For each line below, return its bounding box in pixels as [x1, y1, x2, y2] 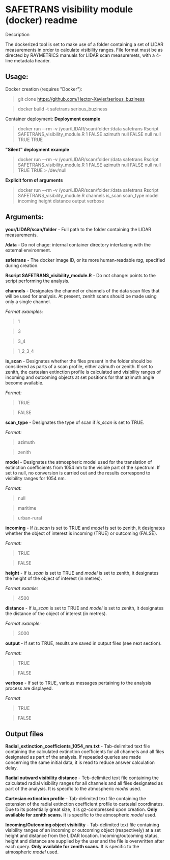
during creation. [5, 262, 39, 268]
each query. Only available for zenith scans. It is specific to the [5, 844, 139, 850]
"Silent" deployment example [5, 146, 70, 152]
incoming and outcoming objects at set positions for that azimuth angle [5, 374, 154, 380]
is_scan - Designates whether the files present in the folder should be [5, 358, 152, 364]
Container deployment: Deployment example [5, 116, 101, 122]
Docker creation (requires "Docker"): [5, 86, 82, 92]
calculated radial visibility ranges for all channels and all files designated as [5, 780, 163, 786]
